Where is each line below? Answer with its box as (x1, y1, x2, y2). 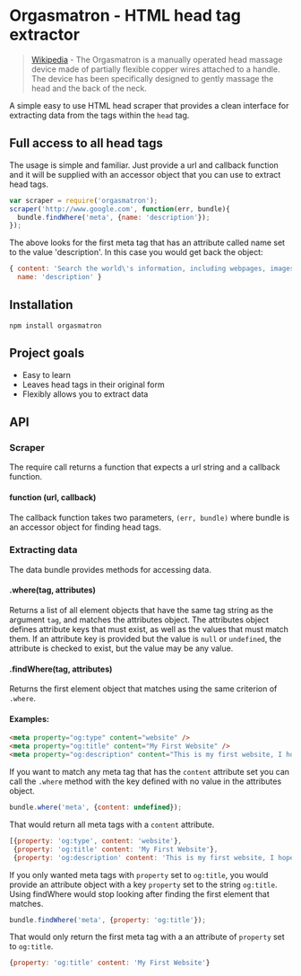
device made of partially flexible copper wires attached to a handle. (30, 64, 280, 75)
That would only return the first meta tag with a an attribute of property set (9, 931, 285, 943)
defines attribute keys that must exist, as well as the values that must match (9, 624, 289, 635)
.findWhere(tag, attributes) (9, 664, 113, 674)
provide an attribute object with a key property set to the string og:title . (9, 879, 278, 890)
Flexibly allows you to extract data (21, 388, 149, 400)
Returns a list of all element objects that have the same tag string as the (9, 605, 273, 616)
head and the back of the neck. (30, 83, 148, 93)
